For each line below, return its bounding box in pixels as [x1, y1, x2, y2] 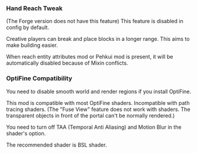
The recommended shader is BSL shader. [6, 141, 108, 148]
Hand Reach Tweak [6, 4, 63, 12]
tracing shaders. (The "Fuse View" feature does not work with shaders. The [6, 106, 190, 113]
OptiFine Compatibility [6, 74, 73, 82]
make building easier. [6, 42, 58, 49]
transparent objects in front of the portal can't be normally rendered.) [6, 111, 175, 119]
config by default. [6, 24, 49, 31]
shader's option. [6, 129, 46, 137]
